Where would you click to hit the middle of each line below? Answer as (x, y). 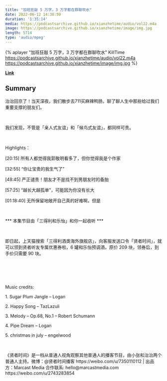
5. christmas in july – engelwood (38, 335)
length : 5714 (19, 33)
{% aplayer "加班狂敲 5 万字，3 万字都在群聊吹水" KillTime (65, 52)
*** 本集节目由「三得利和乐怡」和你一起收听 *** (54, 221)
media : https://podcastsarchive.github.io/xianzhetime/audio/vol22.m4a (81, 24)
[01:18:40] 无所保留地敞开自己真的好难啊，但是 (53, 200)
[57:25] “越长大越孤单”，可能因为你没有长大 (50, 190)
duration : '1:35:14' (27, 19)
